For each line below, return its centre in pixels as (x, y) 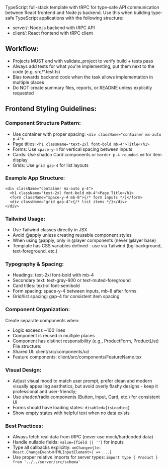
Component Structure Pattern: (43, 123)
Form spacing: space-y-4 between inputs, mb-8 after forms (74, 291)
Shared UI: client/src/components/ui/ (51, 351)
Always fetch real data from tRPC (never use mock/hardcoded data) (83, 437)
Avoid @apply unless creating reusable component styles (72, 235)
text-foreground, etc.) (35, 251)
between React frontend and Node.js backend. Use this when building (78, 13)
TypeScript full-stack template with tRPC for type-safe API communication (82, 7)
